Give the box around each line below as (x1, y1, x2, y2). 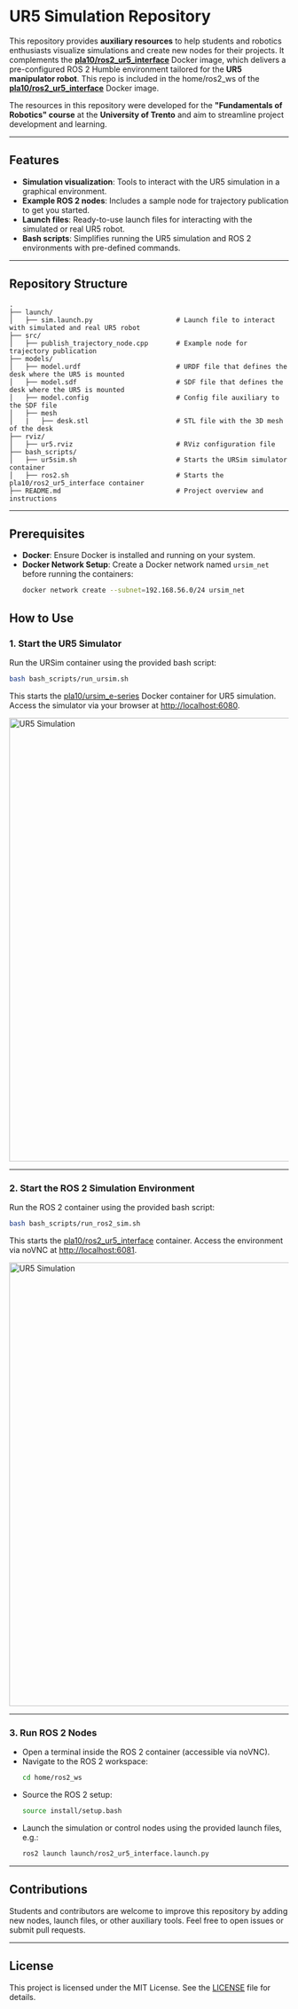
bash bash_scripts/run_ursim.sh (9, 674, 129, 683)
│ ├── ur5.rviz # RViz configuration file (9, 439, 276, 449)
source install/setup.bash (21, 1807, 122, 1816)
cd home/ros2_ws (21, 1773, 82, 1783)
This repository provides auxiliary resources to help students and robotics (9, 35, 282, 46)
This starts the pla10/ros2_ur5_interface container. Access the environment (9, 1235, 284, 1246)
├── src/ (9, 331, 42, 340)
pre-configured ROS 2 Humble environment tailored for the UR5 (9, 64, 242, 75)
